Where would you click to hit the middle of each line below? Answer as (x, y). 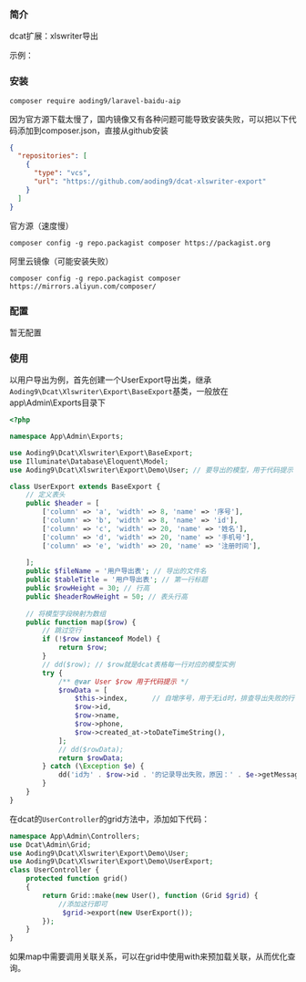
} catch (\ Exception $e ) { (93, 767)
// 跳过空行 (62, 631)
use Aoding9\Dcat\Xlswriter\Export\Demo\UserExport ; (112, 862)
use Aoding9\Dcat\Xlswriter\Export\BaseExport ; (102, 453)
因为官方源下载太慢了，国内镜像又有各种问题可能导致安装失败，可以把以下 (149, 119)
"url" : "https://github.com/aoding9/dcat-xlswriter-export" (150, 182)
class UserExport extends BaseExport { (85, 486)
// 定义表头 (46, 495)
